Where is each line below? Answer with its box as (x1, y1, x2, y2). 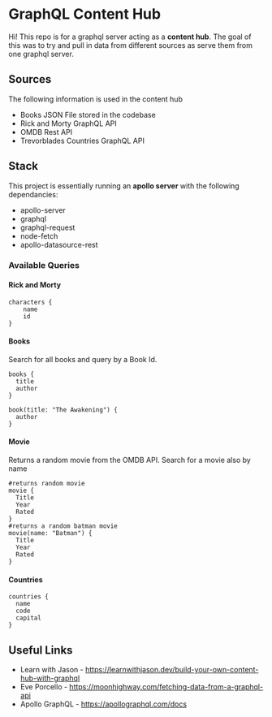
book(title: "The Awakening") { (8, 405, 118, 414)
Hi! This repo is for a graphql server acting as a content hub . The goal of (8, 32, 252, 41)
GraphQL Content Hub (8, 5, 161, 24)
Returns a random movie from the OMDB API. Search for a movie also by (8, 456, 252, 465)
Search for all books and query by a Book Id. (8, 354, 158, 364)
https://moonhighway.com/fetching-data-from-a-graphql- (68, 682, 264, 692)
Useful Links (8, 643, 73, 657)
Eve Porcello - (19, 682, 67, 692)
